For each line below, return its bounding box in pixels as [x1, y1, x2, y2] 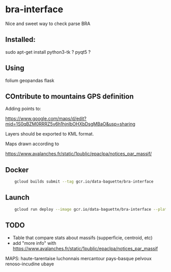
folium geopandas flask [5, 77, 54, 83]
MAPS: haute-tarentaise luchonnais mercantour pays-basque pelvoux [5, 255, 152, 261]
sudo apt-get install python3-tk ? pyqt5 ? [5, 49, 91, 55]
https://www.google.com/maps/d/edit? [5, 116, 87, 122]
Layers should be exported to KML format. [5, 131, 94, 137]
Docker [5, 165, 29, 174]
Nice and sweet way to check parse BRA [5, 20, 91, 27]
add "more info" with [12, 240, 56, 246]
